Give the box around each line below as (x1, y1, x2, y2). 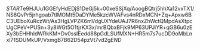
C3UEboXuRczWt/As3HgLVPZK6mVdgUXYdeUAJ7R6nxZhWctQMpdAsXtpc (6, 18, 193, 24)
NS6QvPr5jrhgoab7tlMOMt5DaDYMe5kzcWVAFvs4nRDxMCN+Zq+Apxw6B (6, 11, 192, 18)
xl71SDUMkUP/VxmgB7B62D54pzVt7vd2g (6, 37, 111, 43)
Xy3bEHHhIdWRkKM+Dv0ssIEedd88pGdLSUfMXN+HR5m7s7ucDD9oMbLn (6, 30, 193, 37)
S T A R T (6, 5, 23, 12)
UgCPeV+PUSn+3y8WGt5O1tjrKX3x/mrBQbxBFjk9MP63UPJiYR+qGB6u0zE (6, 24, 193, 31)
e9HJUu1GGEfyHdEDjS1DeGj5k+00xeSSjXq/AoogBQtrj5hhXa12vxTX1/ (23, 5, 195, 12)
